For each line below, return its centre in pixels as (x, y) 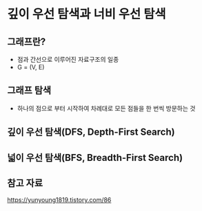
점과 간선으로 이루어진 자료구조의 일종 (68, 59)
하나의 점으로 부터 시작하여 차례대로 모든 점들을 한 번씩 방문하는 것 (106, 108)
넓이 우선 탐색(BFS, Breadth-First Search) (95, 158)
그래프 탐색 (29, 90)
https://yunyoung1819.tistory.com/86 (59, 200)
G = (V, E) (31, 67)
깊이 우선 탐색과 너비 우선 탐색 (87, 14)
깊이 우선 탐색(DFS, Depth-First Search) (91, 132)
